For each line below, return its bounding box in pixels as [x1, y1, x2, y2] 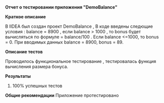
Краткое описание [5, 14, 46, 19]
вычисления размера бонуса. [5, 64, 69, 69]
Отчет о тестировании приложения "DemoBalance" [5, 4, 118, 10]
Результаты [5, 73, 31, 79]
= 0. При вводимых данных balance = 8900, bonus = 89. [5, 39, 124, 45]
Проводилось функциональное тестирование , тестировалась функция [5, 58, 157, 64]
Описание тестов [5, 49, 43, 54]
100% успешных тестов [12, 83, 63, 89]
